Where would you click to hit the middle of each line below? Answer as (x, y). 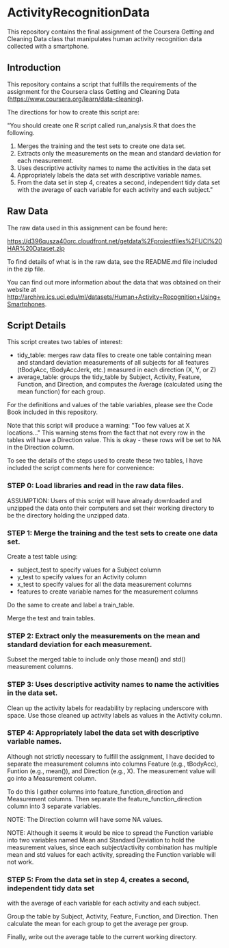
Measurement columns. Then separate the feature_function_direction (105, 799)
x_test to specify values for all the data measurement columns (104, 584)
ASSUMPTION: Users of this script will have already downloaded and (104, 500)
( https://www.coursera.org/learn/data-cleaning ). (75, 99)
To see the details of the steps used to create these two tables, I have (105, 461)
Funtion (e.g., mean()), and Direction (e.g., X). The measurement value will (111, 771)
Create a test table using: (42, 556)
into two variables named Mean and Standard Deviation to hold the (101, 840)
